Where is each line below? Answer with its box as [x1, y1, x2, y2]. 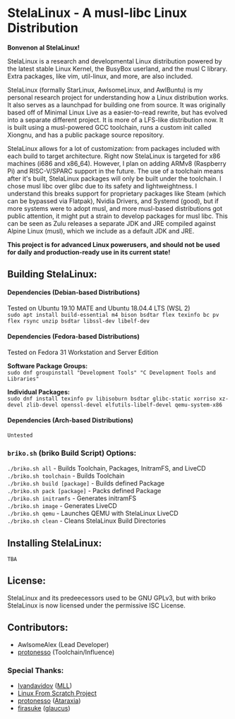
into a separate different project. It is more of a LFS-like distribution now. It [7, 115, 224, 124]
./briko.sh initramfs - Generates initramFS [7, 494, 136, 502]
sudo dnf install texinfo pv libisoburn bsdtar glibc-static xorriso [7, 395, 217, 402]
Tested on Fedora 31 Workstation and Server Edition [7, 348, 159, 356]
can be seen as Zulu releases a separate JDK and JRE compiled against [7, 219, 216, 227]
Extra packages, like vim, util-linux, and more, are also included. [7, 72, 193, 80]
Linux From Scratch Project [17, 689, 97, 697]
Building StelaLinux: [7, 268, 97, 280]
